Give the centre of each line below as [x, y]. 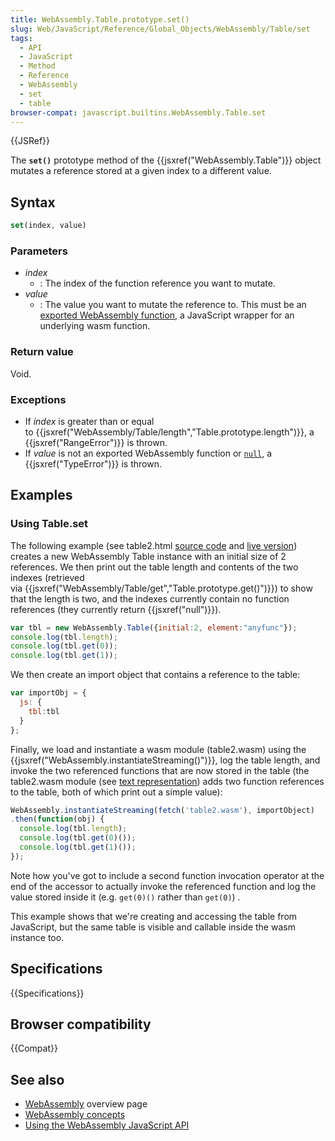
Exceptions [38, 399]
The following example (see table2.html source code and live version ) [154, 545]
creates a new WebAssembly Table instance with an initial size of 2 [148, 556]
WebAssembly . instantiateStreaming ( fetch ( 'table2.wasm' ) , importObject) [162, 810]
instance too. [37, 937]
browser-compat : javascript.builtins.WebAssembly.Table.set [138, 112]
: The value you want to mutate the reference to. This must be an [173, 305]
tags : [21, 38]
